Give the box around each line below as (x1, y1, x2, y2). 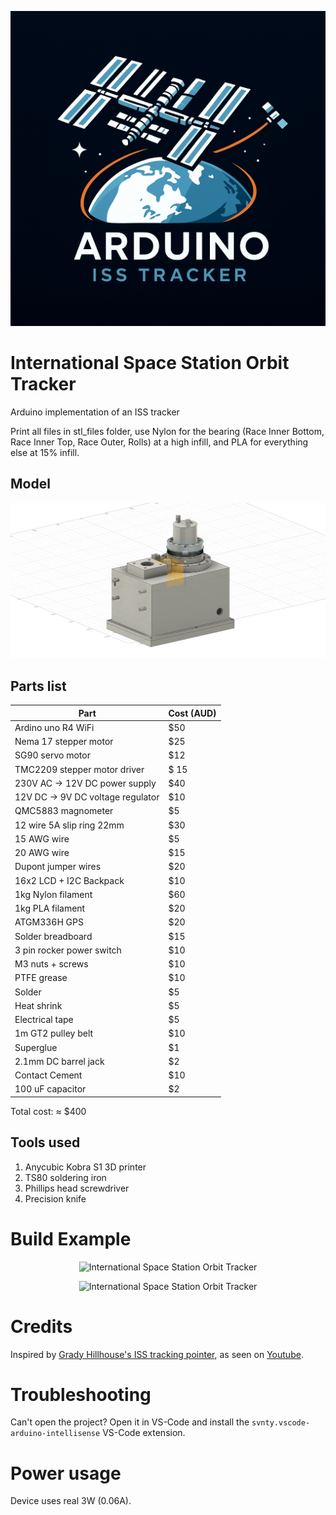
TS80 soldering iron (24, 1171, 107, 1183)
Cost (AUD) (168, 707, 217, 719)
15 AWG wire (14, 832, 70, 845)
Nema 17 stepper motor (14, 736, 114, 748)
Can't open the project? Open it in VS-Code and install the (10, 1416, 250, 1428)
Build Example (10, 1227, 132, 1250)
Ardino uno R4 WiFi (14, 721, 95, 733)
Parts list (10, 677, 67, 695)
